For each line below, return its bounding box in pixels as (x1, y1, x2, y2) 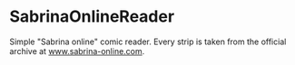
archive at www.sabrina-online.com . (9, 45, 145, 56)
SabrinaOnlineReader (9, 6, 175, 27)
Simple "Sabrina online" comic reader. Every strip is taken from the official (9, 36, 287, 47)
